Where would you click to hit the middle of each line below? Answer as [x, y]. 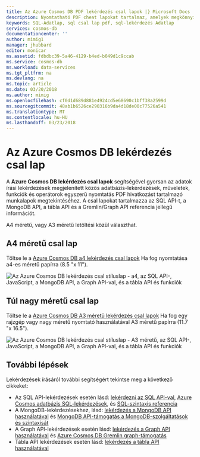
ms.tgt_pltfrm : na [29, 73]
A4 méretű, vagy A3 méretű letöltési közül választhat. [72, 225]
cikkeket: [17, 385]
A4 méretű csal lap [42, 243]
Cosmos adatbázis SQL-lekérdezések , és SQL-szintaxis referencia [96, 403]
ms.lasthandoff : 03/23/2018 [41, 123]
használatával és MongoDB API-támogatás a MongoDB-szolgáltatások [101, 416]
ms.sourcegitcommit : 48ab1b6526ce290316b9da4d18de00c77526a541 [86, 106]
